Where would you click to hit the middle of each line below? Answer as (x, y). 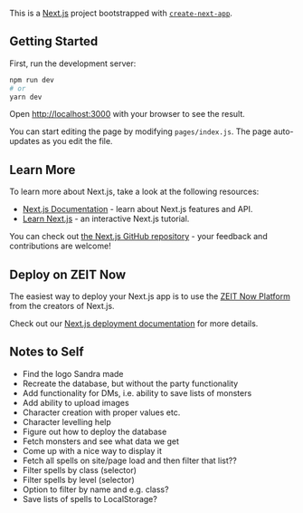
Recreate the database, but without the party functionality (130, 383)
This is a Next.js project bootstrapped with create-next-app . (121, 13)
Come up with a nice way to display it (92, 450)
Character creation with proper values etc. (101, 412)
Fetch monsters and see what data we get (100, 441)
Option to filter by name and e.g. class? (95, 489)
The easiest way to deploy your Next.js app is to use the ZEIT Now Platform (150, 296)
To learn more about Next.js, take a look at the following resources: (134, 192)
